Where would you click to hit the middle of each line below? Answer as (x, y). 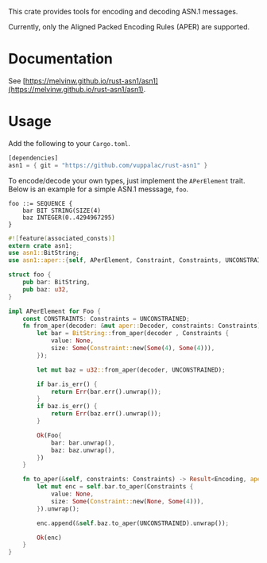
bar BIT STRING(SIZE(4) (62, 210)
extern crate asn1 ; (41, 245)
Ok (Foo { (49, 435)
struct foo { (30, 275)
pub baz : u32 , (46, 289)
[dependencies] (33, 158)
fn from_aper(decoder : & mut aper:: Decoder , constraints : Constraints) (142, 326)
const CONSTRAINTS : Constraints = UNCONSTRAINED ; (106, 318)
